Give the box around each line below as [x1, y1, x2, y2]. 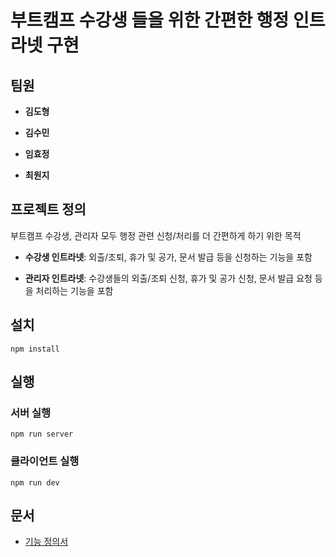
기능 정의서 [24, 536, 69, 548]
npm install [10, 344, 60, 354]
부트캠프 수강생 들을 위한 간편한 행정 [10, 9, 290, 32]
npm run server [10, 429, 74, 440]
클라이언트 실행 [10, 454, 80, 468]
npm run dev [10, 477, 60, 488]
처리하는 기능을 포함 [35, 284, 114, 296]
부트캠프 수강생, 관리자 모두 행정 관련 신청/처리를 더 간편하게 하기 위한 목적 [10, 229, 302, 241]
